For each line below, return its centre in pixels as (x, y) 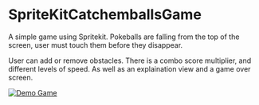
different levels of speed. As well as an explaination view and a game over (129, 68)
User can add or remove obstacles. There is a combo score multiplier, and (130, 60)
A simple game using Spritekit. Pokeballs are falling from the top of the (124, 37)
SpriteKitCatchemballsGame (105, 15)
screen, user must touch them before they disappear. (96, 45)
